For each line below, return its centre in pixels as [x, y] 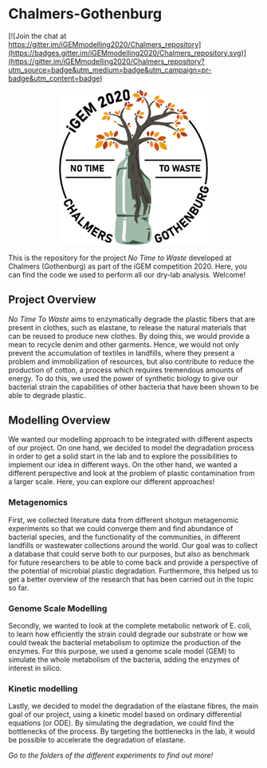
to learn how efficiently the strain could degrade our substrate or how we [128, 634]
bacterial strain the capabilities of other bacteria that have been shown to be [133, 387]
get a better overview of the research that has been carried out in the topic [131, 579]
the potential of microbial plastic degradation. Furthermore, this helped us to [133, 570]
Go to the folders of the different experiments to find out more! [111, 755]
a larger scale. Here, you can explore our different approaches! [112, 482]
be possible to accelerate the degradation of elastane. [97, 740]
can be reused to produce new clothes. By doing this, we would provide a [129, 336]
